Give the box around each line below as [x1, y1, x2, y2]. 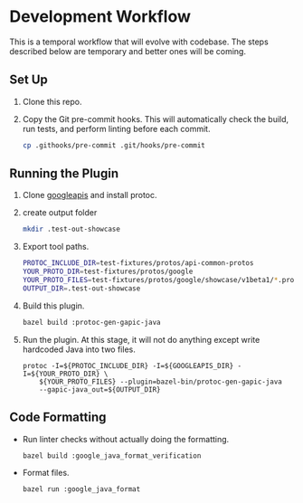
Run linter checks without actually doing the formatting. [22, 433, 230, 444]
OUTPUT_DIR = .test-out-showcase [22, 283, 141, 293]
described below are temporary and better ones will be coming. [9, 45, 247, 56]
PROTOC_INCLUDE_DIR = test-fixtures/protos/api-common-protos [22, 259, 254, 268]
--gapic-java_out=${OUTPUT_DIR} [39, 384, 161, 394]
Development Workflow [9, 6, 192, 27]
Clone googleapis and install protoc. [22, 190, 157, 201]
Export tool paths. [22, 242, 90, 252]
